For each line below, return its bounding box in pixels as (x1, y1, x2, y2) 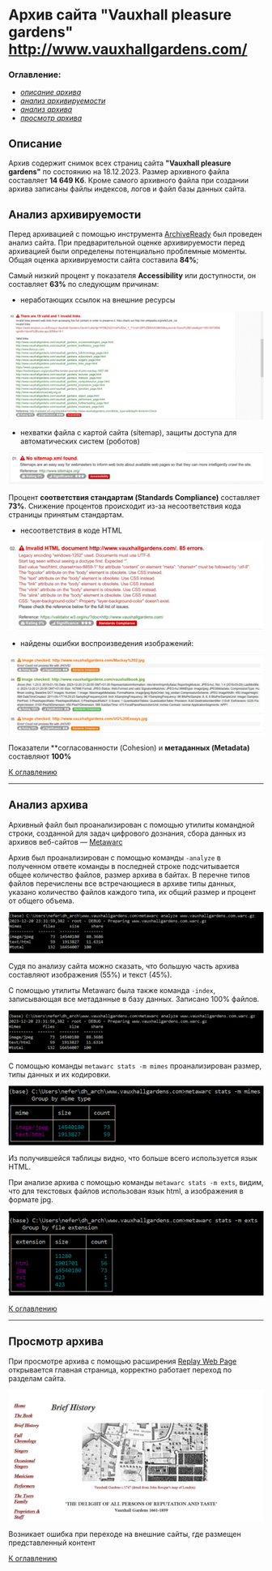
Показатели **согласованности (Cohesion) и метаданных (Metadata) (8, 743, 250, 752)
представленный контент (8, 1538, 96, 1547)
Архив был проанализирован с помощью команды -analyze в (8, 853, 221, 863)
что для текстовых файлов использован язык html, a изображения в (8, 1186, 244, 1196)
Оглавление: (8, 69, 62, 80)
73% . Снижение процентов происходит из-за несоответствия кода (8, 501, 241, 512)
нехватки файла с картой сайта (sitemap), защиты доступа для (19, 428, 237, 438)
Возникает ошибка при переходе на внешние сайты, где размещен (8, 1529, 241, 1539)
